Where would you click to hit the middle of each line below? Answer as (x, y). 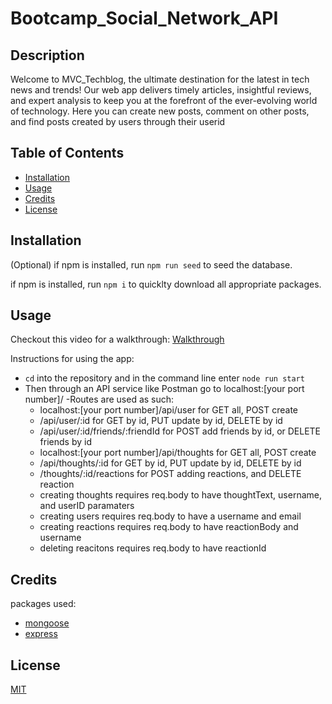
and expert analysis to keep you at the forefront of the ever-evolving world (164, 100)
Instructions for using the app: (72, 359)
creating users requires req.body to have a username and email (170, 516)
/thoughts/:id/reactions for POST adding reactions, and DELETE (170, 474)
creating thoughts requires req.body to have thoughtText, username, (180, 495)
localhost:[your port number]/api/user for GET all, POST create (169, 410)
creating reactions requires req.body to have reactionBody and (169, 527)
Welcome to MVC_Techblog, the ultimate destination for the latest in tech (160, 79)
